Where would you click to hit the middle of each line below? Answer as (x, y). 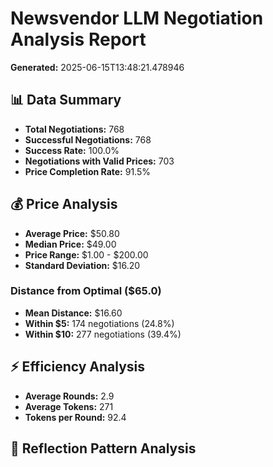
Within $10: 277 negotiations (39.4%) (103, 334)
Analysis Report (78, 39)
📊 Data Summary (66, 100)
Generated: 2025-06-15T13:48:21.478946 (97, 67)
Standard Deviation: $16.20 (82, 265)
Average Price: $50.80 (72, 233)
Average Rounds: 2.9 (69, 396)
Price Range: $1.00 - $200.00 (86, 254)
